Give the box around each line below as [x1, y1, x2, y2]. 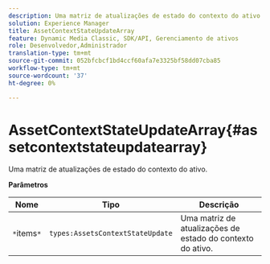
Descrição [198, 199, 239, 210]
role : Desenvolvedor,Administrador [8, 42, 128, 50]
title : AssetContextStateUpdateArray [8, 27, 135, 35]
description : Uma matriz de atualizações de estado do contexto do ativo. [8, 11, 264, 20]
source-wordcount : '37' [8, 72, 88, 80]
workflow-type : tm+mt [8, 64, 81, 72]
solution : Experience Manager [8, 19, 110, 27]
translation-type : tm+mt [8, 49, 92, 57]
